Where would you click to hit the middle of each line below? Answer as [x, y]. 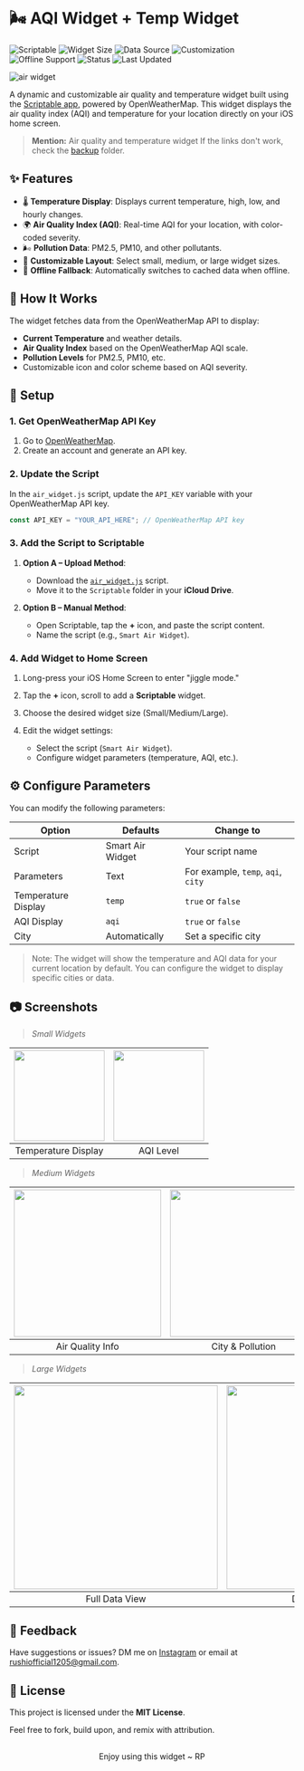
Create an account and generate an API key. [104, 451]
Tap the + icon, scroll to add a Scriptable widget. [114, 695]
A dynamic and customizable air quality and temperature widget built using [149, 94]
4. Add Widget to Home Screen [79, 658]
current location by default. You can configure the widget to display [157, 968]
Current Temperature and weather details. [102, 338]
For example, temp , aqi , [233, 871]
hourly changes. [53, 214]
